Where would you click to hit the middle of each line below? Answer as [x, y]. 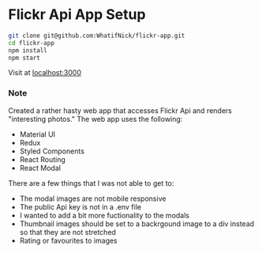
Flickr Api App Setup [77, 15]
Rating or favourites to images [69, 240]
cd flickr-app [32, 43]
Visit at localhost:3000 [45, 73]
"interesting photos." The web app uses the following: [95, 119]
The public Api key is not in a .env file [80, 206]
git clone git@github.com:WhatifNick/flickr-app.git [97, 36]
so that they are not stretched [68, 232]
